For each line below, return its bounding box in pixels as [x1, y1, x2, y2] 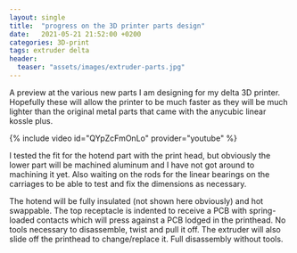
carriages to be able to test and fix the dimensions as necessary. [9, 178, 247, 189]
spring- [249, 205, 276, 216]
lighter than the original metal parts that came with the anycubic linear [9, 106, 267, 117]
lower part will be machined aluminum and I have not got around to [9, 159, 255, 170]
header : [9, 54, 38, 63]
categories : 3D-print [9, 37, 90, 47]
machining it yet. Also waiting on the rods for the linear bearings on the [9, 168, 270, 179]
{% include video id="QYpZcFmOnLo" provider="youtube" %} [9, 133, 238, 143]
